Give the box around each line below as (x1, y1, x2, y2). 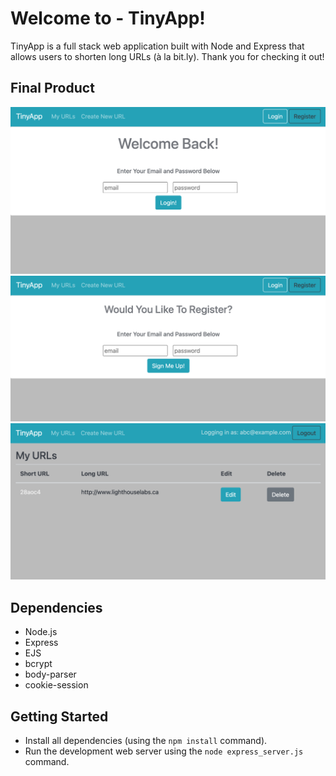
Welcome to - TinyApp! (10, 7, 206, 30)
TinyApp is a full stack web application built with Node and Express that (10, 40, 305, 52)
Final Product (10, 80, 95, 97)
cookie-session (24, 679, 89, 691)
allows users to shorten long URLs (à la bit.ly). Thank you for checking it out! (10, 50, 325, 62)
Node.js (24, 626, 58, 638)
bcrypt (24, 658, 53, 670)
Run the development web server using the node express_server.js (24, 745, 304, 757)
